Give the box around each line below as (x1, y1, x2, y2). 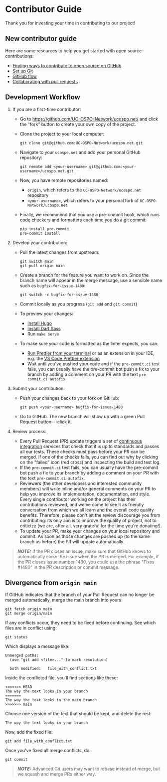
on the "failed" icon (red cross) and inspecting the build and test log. (19, 459, 161, 465)
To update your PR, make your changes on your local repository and (19, 528, 160, 534)
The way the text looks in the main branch (5, 698, 97, 703)
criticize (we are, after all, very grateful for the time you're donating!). (19, 522, 162, 529)
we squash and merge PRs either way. (17, 771, 96, 777)
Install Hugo (27, 320, 52, 326)
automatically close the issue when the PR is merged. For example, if (17, 553, 159, 559)
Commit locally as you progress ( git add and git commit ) (19, 301, 138, 307)
